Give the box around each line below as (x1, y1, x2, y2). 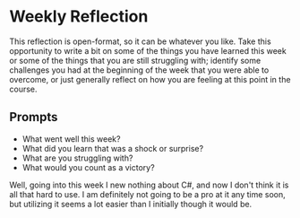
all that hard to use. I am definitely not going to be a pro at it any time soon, (9, 188, 287, 199)
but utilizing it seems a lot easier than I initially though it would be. (9, 198, 253, 209)
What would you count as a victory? (21, 161, 155, 172)
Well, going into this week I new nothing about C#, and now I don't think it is (9, 179, 289, 190)
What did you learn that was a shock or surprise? (21, 143, 204, 153)
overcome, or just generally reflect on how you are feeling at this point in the (9, 74, 291, 84)
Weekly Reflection (9, 6, 149, 27)
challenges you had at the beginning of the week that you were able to (9, 65, 270, 75)
